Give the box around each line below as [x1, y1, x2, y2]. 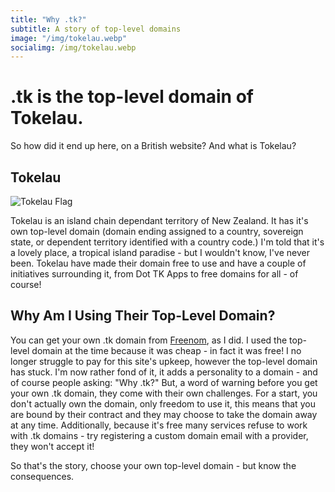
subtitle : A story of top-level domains [10, 24, 182, 34]
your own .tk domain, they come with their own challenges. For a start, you [10, 387, 318, 399]
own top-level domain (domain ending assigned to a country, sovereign [10, 226, 304, 237]
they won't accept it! [10, 440, 95, 452]
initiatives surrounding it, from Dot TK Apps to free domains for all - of [10, 268, 299, 280]
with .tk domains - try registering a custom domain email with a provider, [10, 429, 309, 441]
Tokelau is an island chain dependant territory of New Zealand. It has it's [10, 215, 309, 226]
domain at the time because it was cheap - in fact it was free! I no [31, 344, 302, 356]
